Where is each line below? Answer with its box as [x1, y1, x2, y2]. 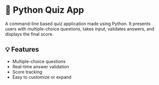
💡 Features [5, 45, 40, 54]
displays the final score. [5, 31, 54, 37]
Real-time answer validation [12, 63, 69, 69]
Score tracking [12, 69, 42, 75]
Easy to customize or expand [12, 74, 72, 80]
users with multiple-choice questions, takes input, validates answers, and [5, 26, 155, 31]
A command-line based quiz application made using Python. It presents [5, 21, 151, 27]
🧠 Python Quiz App [5, 4, 84, 16]
